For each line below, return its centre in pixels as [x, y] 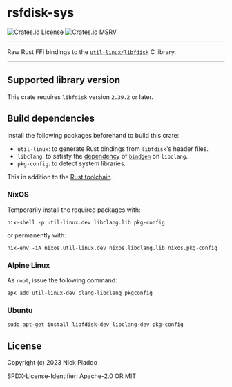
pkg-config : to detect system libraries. [71, 163]
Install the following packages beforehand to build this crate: [93, 135]
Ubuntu [20, 311]
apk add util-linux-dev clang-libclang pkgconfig [80, 293]
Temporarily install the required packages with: [74, 210]
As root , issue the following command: [62, 280]
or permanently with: [37, 235]
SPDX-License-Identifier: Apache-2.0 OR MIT [72, 376]
